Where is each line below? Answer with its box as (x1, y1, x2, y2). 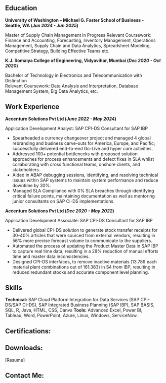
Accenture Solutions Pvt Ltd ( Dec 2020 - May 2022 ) (5, 208, 115, 214)
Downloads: (5, 344, 43, 352)
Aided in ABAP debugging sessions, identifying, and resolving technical (12, 172, 158, 178)
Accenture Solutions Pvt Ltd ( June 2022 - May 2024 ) (5, 116, 117, 122)
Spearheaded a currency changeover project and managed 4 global (12, 135, 151, 141)
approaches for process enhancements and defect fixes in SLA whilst (12, 156, 154, 162)
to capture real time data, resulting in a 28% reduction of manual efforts (12, 248, 159, 254)
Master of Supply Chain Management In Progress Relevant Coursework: (5, 32, 152, 38)
